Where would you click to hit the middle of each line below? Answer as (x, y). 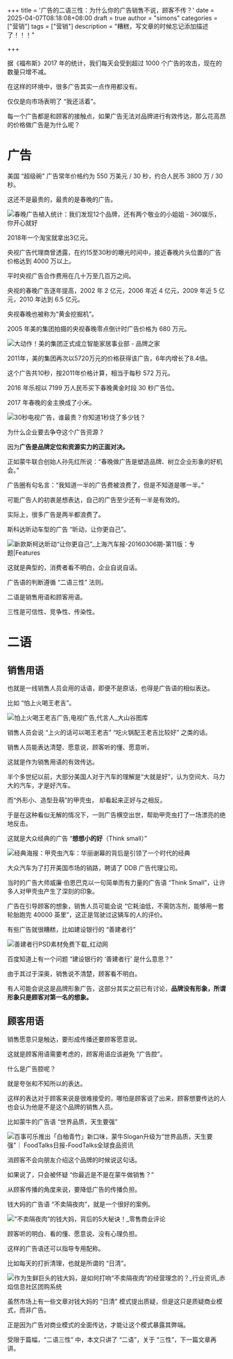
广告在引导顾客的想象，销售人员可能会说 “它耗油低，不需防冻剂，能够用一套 (116, 906)
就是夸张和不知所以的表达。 (47, 1083)
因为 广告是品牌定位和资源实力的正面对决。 (68, 447)
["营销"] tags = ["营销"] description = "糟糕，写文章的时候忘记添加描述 (108, 26)
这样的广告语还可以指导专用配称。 (56, 1248)
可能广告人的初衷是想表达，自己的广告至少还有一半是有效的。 (95, 499)
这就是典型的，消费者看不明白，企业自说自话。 (74, 567)
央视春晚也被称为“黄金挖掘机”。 (53, 314)
